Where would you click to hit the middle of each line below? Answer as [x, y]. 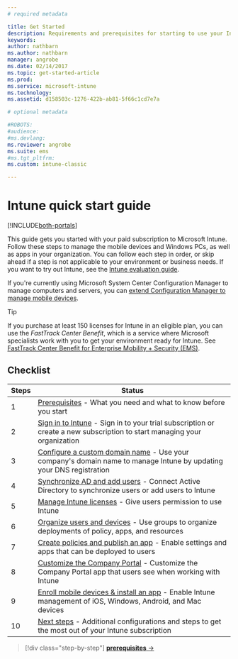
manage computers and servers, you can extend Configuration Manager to [117, 291]
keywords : [22, 40]
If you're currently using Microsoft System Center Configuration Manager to [118, 283]
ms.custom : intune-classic [47, 165]
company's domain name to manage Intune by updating [130, 460]
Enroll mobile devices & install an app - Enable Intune [126, 592]
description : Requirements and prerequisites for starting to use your [115, 33]
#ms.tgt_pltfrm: [31, 158]
